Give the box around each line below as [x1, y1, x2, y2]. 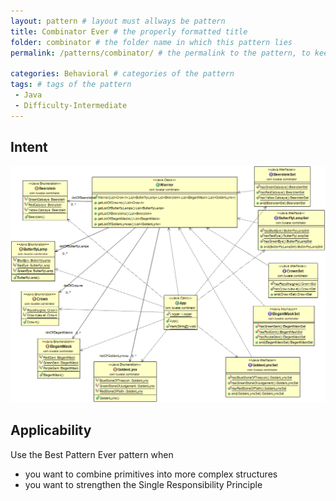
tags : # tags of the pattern [10, 80, 132, 90]
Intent [10, 139, 48, 156]
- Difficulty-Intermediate [14, 100, 128, 110]
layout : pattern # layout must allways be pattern [10, 16, 226, 26]
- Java [14, 90, 43, 100]
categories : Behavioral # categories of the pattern [10, 69, 235, 79]
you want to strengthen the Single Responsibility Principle [24, 478, 263, 490]
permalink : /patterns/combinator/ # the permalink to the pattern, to [10, 48, 311, 58]
